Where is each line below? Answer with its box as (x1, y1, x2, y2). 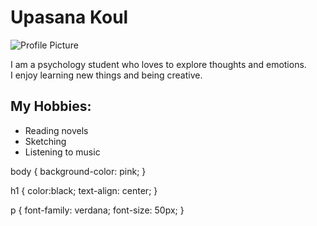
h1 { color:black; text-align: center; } (10, 184, 158, 196)
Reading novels (24, 124, 89, 136)
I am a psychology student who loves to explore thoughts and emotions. (10, 58, 307, 70)
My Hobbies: (10, 98, 92, 115)
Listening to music (24, 146, 101, 158)
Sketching (24, 135, 67, 147)
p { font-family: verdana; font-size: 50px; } (10, 204, 185, 216)
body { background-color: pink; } (10, 165, 147, 177)
